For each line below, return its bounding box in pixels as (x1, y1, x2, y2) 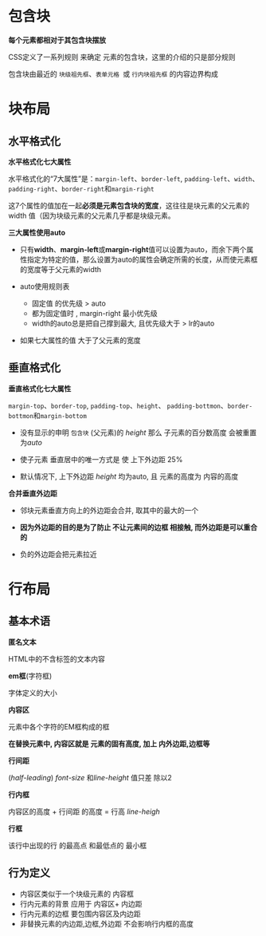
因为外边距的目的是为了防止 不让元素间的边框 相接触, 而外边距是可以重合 (19, 522, 257, 531)
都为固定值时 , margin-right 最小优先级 (31, 308, 158, 318)
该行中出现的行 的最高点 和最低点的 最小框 (8, 840, 147, 850)
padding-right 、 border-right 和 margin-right (8, 184, 155, 193)
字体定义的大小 (8, 688, 57, 697)
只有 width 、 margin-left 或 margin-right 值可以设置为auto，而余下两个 (19, 244, 247, 254)
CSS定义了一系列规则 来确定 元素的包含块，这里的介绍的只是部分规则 (8, 52, 237, 61)
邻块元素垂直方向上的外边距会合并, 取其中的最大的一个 (19, 505, 199, 515)
